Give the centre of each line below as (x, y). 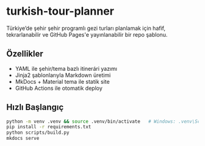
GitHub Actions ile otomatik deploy (59, 88)
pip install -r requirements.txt (49, 127)
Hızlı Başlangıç (35, 107)
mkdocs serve (23, 139)
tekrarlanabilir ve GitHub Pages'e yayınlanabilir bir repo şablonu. (87, 34)
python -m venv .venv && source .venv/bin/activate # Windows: (91, 121)
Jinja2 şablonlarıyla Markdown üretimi (63, 75)
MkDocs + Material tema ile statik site (62, 81)
